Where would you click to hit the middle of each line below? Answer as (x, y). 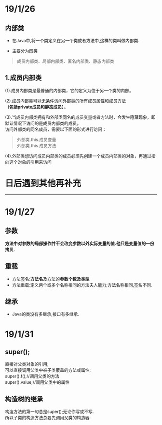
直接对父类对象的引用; (27, 364)
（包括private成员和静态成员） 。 (37, 107)
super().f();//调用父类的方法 (32, 376)
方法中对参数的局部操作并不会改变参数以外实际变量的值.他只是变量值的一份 (80, 243)
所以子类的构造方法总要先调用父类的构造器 (47, 418)
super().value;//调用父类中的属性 (37, 382)
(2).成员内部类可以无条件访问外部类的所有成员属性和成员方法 (66, 101)
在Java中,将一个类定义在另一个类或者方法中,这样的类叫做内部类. (76, 40)
